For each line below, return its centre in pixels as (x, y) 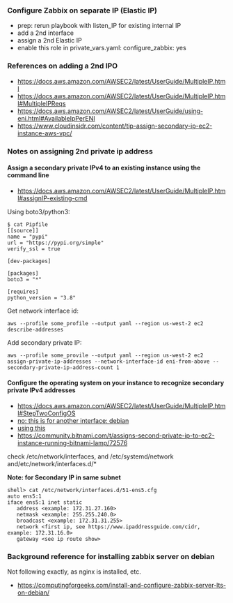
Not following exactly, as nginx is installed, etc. (74, 572)
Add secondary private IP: (45, 342)
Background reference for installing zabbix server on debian (111, 556)
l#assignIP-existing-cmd (52, 198)
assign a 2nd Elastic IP (49, 40)
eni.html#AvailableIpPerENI (56, 118)
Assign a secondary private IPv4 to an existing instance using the (104, 168)
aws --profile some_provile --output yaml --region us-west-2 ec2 (105, 355)
